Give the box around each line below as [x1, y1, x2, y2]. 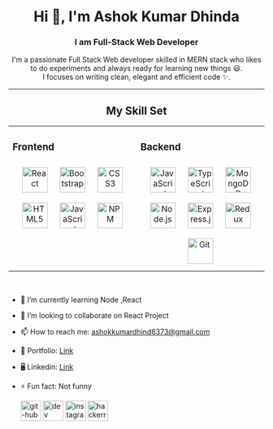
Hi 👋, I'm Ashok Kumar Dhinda [33, 7, 240, 26]
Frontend [12, 140, 55, 153]
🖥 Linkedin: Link [19, 362, 74, 372]
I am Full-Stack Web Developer [74, 37, 199, 48]
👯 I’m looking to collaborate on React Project [19, 311, 169, 321]
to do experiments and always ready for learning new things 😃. [30, 63, 243, 73]
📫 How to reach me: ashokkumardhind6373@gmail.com [19, 327, 210, 337]
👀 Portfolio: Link [19, 346, 74, 356]
